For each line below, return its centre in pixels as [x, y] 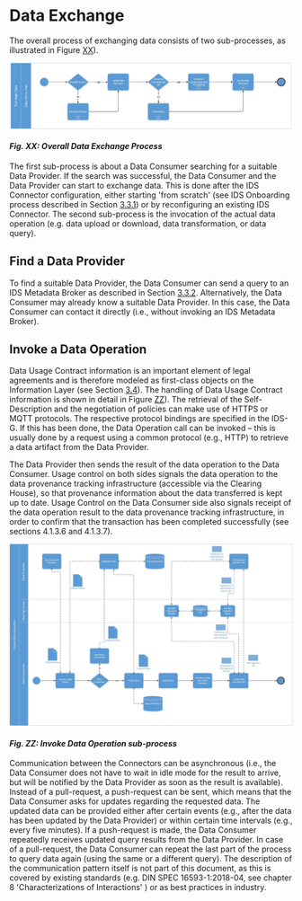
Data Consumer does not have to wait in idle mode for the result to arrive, [145, 773]
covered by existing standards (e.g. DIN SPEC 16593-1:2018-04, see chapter [151, 878]
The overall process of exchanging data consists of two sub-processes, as [147, 40]
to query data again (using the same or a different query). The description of [151, 859]
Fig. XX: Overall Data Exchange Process [86, 146]
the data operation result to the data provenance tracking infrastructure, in [147, 512]
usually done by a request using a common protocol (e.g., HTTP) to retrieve [149, 437]
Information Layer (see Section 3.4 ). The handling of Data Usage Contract [146, 390]
